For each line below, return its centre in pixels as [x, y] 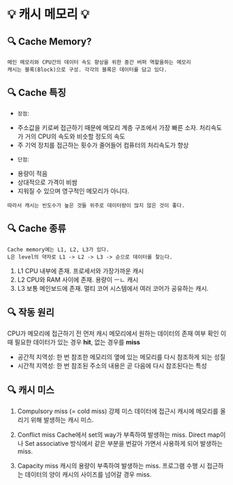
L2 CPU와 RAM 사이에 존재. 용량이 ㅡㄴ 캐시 [78, 280]
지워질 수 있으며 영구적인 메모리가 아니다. [73, 191]
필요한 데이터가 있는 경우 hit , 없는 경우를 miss [77, 342]
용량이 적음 [32, 173]
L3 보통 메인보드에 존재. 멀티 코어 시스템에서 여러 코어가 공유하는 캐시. [113, 288]
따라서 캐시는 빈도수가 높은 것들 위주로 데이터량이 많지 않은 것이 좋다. [96, 205]
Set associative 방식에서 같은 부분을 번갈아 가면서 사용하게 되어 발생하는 [124, 444]
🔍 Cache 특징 [37, 93]
